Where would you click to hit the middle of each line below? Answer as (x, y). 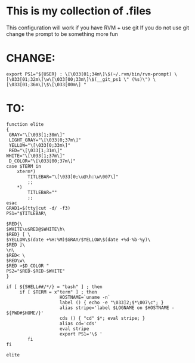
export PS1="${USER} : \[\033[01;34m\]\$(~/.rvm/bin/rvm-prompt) (89, 74)
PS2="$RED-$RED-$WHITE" (36, 271)
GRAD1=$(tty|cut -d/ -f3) (38, 208)
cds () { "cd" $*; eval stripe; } (102, 318)
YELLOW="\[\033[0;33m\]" (39, 145)
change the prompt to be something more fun (62, 34)
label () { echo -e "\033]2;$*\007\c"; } (112, 302)
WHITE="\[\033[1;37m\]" (36, 156)
